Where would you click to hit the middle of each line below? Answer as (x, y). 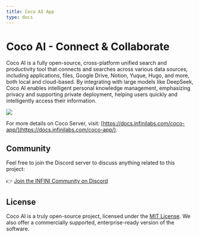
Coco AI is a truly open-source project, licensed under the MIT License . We (98, 216)
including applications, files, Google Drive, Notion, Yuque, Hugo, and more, (98, 75)
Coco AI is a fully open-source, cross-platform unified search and (87, 63)
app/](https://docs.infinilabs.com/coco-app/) (61, 130)
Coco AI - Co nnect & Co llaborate (88, 47)
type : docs (20, 17)
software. (18, 229)
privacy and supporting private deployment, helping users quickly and (92, 94)
